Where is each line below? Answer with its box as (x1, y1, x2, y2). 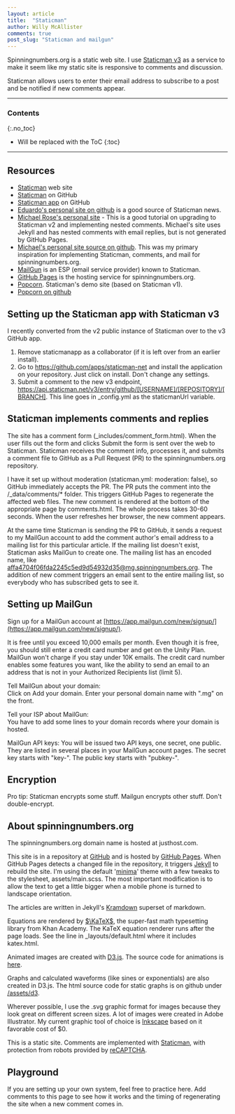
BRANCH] (17, 392, 46, 401)
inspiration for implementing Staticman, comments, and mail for (17, 251, 201, 259)
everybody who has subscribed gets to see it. (7, 578, 139, 586)
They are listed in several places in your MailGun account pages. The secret (7, 745, 226, 755)
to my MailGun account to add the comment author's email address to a (7, 533, 214, 541)
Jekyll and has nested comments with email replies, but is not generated (17, 228, 226, 237)
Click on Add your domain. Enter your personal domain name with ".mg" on (7, 689, 224, 697)
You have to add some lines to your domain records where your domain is (7, 717, 220, 726)
